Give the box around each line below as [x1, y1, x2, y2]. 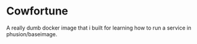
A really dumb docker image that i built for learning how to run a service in [6, 24, 192, 31]
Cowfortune [6, 4, 68, 18]
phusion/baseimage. [6, 30, 58, 37]
